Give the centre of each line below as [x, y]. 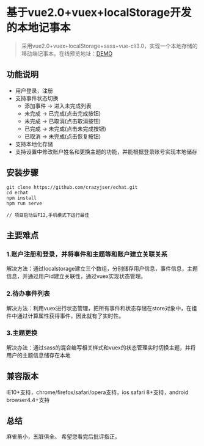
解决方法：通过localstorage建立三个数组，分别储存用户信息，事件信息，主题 [102, 269]
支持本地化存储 [34, 144]
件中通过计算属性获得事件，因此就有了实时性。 [65, 316]
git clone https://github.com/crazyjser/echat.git [72, 187]
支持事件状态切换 [37, 98]
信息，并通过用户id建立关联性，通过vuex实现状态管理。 [76, 276]
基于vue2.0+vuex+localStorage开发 [99, 13]
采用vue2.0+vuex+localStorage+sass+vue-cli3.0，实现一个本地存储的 [109, 46]
